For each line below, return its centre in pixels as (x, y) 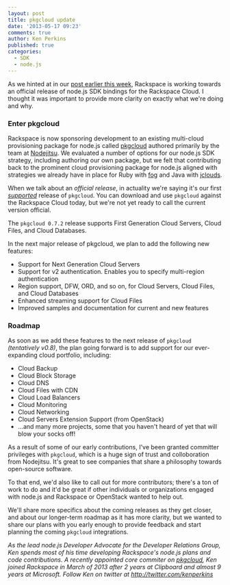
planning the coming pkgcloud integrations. (68, 532)
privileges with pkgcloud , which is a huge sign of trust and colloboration (108, 455)
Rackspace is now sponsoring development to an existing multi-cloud (106, 138)
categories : (25, 52)
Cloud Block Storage (47, 376)
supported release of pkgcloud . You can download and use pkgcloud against (115, 195)
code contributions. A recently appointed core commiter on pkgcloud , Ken (113, 560)
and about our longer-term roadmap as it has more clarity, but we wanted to (115, 517)
